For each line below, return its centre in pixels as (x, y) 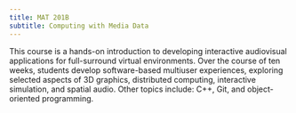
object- (260, 89)
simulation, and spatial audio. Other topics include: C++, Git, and (128, 89)
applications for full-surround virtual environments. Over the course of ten (145, 61)
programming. (68, 98)
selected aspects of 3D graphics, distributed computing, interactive (132, 79)
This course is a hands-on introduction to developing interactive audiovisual (148, 51)
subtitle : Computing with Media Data (79, 26)
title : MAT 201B (39, 17)
